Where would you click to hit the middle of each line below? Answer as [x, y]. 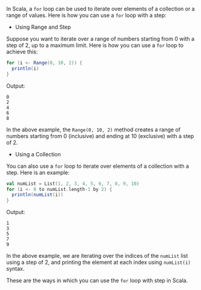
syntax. [15, 269]
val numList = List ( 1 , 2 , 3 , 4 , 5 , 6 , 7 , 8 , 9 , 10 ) [73, 184]
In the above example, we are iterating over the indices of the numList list [97, 256]
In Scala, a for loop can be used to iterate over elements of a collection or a [100, 9]
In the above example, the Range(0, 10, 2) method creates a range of [93, 129]
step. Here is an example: [38, 172]
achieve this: [22, 52]
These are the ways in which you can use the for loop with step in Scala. [97, 281]
